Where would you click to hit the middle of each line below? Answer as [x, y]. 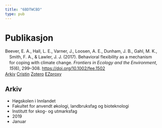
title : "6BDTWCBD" [24, 9]
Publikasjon [29, 38]
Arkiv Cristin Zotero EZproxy [33, 74]
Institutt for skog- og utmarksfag [45, 111]
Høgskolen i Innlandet [34, 101]
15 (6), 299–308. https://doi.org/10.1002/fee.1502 [57, 69]
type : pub [15, 14]
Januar [19, 121]
